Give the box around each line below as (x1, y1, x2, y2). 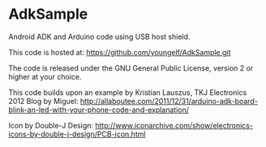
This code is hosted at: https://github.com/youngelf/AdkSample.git (8, 47, 231, 57)
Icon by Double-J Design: (8, 120, 94, 130)
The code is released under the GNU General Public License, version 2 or (8, 63, 254, 73)
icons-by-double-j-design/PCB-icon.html (8, 129, 146, 139)
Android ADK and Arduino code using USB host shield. (8, 32, 191, 41)
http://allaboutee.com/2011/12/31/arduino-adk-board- (79, 96, 258, 106)
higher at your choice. (8, 71, 83, 81)
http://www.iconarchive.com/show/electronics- (94, 120, 254, 130)
